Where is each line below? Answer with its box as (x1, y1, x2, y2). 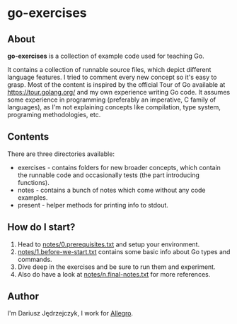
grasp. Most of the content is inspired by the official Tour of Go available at (7, 80, 226, 89)
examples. (17, 193, 48, 202)
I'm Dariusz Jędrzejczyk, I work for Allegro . (7, 309, 133, 318)
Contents (7, 131, 50, 143)
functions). (17, 178, 50, 186)
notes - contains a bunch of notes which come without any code (17, 186, 207, 194)
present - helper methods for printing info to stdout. (17, 200, 168, 209)
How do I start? (7, 221, 76, 234)
